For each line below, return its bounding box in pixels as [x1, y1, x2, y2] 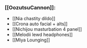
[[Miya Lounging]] [12, 37, 50, 43]
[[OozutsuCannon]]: [5, 4, 56, 11]
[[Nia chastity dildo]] [12, 16, 55, 22]
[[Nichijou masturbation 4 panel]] [12, 26, 82, 32]
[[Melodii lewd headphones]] [12, 32, 73, 38]
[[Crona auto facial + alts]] [12, 21, 68, 27]
